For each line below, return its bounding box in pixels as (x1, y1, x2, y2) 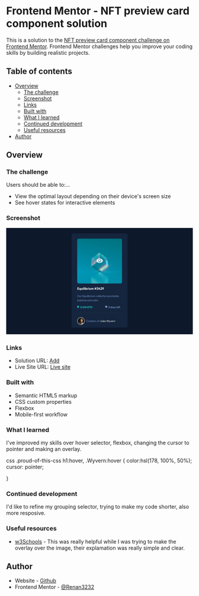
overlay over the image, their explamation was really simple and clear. (14, 544, 185, 551)
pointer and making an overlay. (6, 446, 82, 453)
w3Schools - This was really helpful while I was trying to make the (14, 538, 176, 545)
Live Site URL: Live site (14, 363, 71, 371)
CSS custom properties (14, 398, 72, 405)
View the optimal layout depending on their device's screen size (14, 193, 171, 200)
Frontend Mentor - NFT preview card (6, 4, 190, 18)
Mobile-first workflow (14, 410, 68, 418)
